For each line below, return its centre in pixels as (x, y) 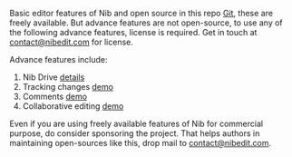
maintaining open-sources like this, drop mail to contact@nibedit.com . (141, 143)
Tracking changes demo (68, 87)
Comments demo (55, 96)
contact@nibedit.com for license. (72, 42)
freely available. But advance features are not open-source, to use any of (146, 23)
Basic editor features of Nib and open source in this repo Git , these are (141, 13)
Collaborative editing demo (73, 106)
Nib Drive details (54, 77)
